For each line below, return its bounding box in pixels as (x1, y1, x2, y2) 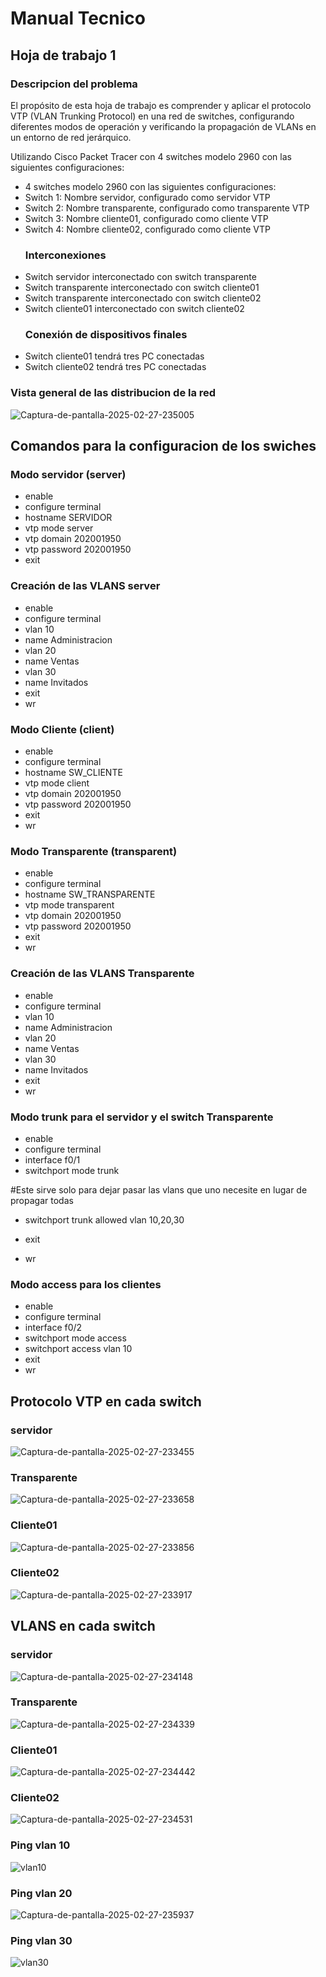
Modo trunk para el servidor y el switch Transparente (10, 1110, 274, 1124)
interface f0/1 (24, 1153, 81, 1166)
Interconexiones (24, 248, 107, 262)
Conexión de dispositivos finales (24, 328, 188, 342)
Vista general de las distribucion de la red (10, 386, 217, 400)
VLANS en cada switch (10, 1618, 156, 1635)
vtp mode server (24, 522, 94, 534)
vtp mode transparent (24, 899, 115, 911)
